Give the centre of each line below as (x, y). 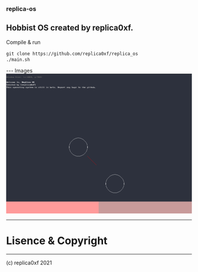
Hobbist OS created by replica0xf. (70, 28)
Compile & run (24, 42)
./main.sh (18, 60)
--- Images (19, 70)
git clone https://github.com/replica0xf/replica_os (72, 54)
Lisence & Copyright (57, 241)
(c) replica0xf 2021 (29, 263)
